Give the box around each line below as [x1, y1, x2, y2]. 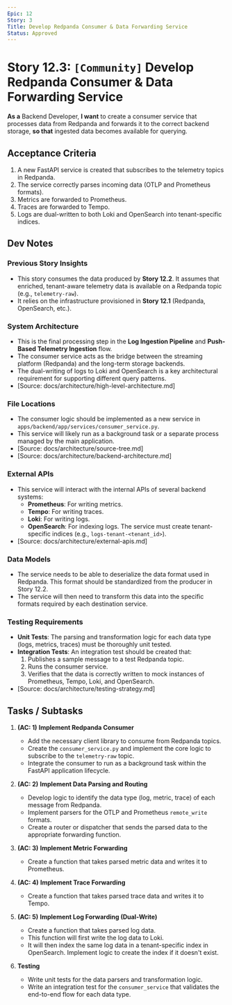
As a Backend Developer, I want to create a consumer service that [7, 112, 197, 120]
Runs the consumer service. [27, 662, 108, 671]
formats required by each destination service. [17, 600, 148, 608]
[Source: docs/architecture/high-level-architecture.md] [17, 381, 176, 390]
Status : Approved [7, 29, 58, 37]
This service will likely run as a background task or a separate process [17, 430, 219, 438]
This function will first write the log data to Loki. [27, 933, 165, 942]
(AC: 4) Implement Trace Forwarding [17, 878, 126, 887]
